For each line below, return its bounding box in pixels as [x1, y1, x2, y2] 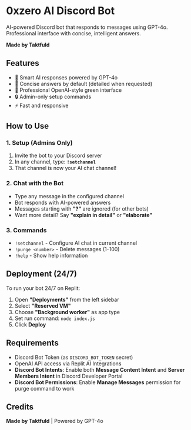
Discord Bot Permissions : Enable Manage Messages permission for [14, 378, 181, 386]
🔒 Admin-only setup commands [14, 93, 92, 100]
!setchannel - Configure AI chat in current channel [14, 239, 137, 246]
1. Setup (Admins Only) [6, 139, 73, 147]
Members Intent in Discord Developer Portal [14, 372, 123, 379]
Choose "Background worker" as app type [14, 308, 120, 315]
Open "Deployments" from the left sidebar [14, 296, 119, 303]
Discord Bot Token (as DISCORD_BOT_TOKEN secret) [14, 354, 133, 361]
